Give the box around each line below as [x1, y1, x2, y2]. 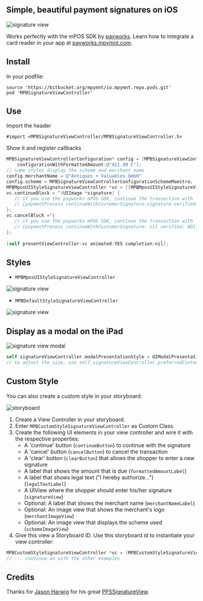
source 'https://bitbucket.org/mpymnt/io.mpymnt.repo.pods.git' [6, 84, 172, 90]
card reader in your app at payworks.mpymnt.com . [6, 39, 133, 46]
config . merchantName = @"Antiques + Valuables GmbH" [6, 173, 142, 179]
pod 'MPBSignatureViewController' [6, 90, 94, 96]
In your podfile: [6, 73, 44, 80]
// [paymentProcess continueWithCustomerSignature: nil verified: [14, 223, 185, 229]
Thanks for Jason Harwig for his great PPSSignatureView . [6, 588, 150, 596]
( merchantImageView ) [24, 512, 74, 519]
